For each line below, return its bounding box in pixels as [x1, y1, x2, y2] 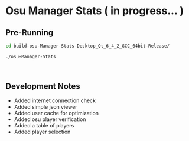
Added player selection [14, 128, 71, 135]
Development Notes [5, 81, 80, 92]
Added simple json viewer [14, 103, 77, 110]
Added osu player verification [14, 116, 86, 123]
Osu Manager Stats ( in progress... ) [5, 4, 184, 18]
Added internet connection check [14, 97, 96, 104]
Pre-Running [5, 28, 54, 38]
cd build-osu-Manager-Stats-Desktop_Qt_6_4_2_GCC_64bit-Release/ [5, 43, 170, 49]
